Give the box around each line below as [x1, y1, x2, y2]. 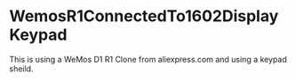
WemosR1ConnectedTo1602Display [9, 6, 279, 26]
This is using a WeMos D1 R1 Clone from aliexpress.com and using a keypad [9, 54, 287, 64]
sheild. [9, 63, 34, 74]
